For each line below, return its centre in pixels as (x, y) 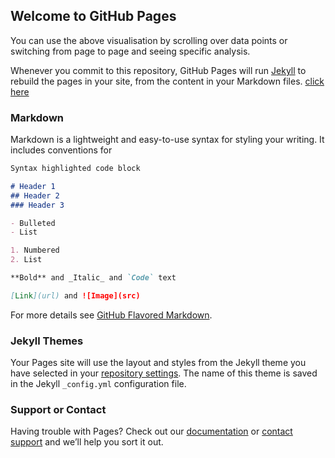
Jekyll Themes (47, 341)
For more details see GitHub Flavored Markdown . (111, 315)
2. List (26, 260)
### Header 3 (37, 205)
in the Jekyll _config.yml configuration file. (98, 384)
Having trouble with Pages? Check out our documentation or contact (151, 431)
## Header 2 (35, 195)
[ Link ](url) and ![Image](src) (75, 295)
